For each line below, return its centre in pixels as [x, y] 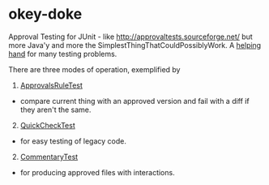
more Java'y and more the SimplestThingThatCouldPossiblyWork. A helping [135, 45]
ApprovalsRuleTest [51, 85]
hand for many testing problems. [63, 54]
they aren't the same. [56, 110]
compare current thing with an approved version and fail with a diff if [134, 101]
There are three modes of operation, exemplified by [94, 69]
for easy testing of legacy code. [73, 141]
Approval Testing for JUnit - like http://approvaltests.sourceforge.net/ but [130, 37]
